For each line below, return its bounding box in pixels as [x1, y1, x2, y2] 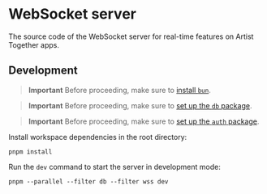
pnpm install [8, 147, 53, 156]
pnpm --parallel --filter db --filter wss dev [8, 177, 169, 186]
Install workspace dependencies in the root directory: [8, 132, 187, 141]
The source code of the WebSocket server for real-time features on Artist [8, 32, 254, 41]
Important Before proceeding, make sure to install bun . [28, 85, 211, 95]
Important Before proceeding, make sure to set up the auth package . [28, 116, 260, 126]
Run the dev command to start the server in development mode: [8, 162, 221, 171]
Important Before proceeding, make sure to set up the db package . [28, 100, 252, 110]
